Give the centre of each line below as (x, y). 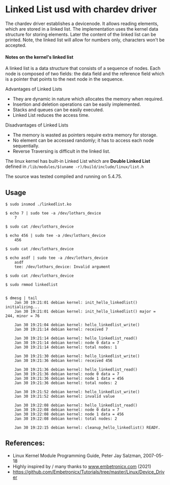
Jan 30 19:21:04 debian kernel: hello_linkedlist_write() (77, 325)
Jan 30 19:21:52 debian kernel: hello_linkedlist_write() (77, 392)
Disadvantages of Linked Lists (37, 125)
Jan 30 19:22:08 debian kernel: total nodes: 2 (66, 419)
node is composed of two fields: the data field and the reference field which (85, 74)
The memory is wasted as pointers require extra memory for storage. (85, 135)
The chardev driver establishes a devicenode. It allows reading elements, (82, 23)
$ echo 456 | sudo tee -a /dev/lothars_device (55, 235)
